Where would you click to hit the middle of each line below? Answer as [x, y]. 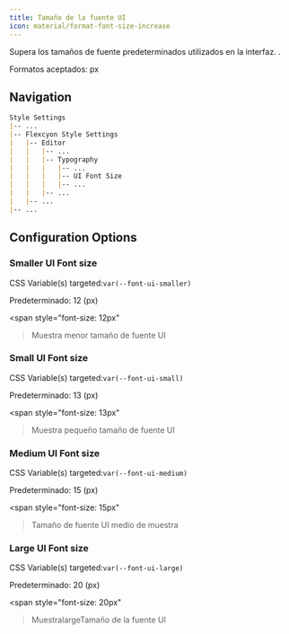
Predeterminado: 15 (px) [54, 490]
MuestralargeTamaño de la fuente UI [99, 620]
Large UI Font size [49, 549]
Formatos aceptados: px [54, 69]
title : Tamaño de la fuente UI [68, 18]
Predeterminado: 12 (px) [54, 300]
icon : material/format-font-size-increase [90, 26]
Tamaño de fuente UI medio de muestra [105, 525]
